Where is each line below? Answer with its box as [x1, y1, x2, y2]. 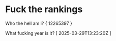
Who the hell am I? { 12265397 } [5, 20, 72, 26]
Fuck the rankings [5, 4, 83, 15]
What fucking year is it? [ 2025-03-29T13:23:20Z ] [5, 30, 111, 36]
